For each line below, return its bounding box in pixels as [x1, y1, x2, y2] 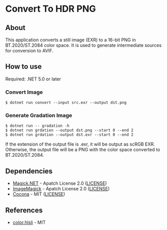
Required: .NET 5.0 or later [5, 76, 61, 82]
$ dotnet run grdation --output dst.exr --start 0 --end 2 [5, 132, 134, 137]
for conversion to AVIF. [5, 48, 54, 53]
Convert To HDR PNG [5, 3, 96, 15]
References [5, 206, 43, 214]
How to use [5, 62, 42, 71]
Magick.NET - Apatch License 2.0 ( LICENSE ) [12, 180, 107, 186]
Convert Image [5, 89, 43, 96]
